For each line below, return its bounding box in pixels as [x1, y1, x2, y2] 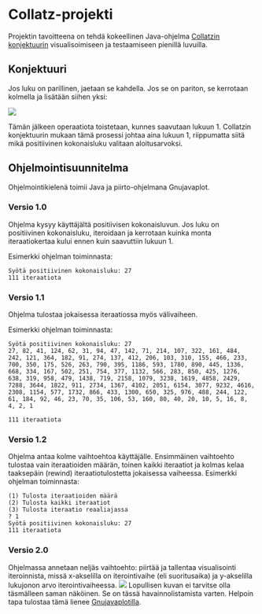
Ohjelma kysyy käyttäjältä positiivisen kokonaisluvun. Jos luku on [8, 219, 220, 229]
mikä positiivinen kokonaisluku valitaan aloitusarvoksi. [8, 138, 183, 148]
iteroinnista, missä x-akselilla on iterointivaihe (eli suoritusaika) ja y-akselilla [8, 571, 253, 580]
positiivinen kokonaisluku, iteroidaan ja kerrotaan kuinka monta [8, 228, 212, 237]
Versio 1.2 [8, 434, 47, 445]
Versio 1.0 [8, 202, 47, 213]
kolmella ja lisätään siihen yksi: [8, 92, 108, 101]
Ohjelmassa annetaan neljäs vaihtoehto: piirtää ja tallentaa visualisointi [8, 562, 236, 572]
